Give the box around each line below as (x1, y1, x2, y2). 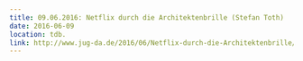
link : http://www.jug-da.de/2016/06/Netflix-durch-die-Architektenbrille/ (9, 38, 297, 48)
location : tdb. (9, 30, 67, 39)
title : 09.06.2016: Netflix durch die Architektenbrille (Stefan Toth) (9, 13, 284, 22)
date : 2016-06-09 (9, 22, 75, 30)
